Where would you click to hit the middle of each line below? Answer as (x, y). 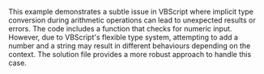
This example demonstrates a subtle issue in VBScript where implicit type (131, 12)
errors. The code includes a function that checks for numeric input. (120, 29)
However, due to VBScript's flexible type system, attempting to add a (123, 37)
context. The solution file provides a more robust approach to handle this (130, 54)
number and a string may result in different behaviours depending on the (130, 46)
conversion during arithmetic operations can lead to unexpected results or (132, 20)
